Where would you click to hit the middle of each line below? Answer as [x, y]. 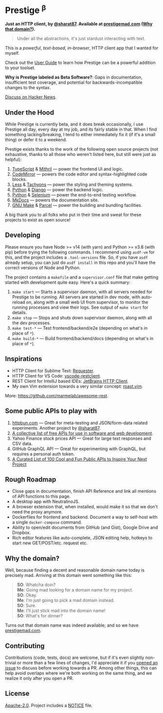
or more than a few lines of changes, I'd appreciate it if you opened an [87, 663]
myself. [12, 53]
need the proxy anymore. [37, 512]
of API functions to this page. [41, 496]
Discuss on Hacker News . [31, 97]
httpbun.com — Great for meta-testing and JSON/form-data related [80, 423]
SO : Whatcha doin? [36, 585]
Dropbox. [21, 533]
